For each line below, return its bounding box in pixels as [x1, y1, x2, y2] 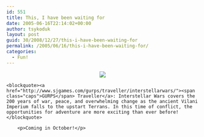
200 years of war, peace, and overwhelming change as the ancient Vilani [6, 98, 199, 104]
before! [159, 109, 179, 115]
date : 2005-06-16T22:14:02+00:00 [6, 20, 92, 26]
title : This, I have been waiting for [6, 15, 105, 21]
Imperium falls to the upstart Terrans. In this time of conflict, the [6, 104, 192, 110]
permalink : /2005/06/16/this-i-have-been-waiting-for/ [6, 43, 149, 49]
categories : [6, 49, 37, 55]
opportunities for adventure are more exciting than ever [6, 109, 157, 115]
